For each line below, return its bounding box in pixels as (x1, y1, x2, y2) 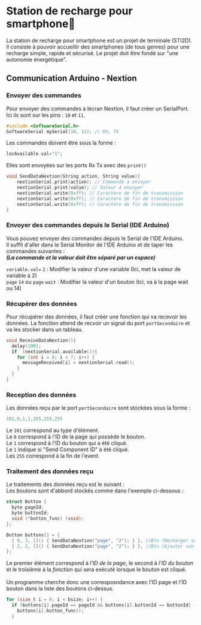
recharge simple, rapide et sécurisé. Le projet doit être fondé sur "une (6, 49, 178, 56)
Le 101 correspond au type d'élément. (6, 427, 100, 434)
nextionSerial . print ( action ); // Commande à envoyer (17, 179, 151, 185)
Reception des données (6, 390, 77, 399)
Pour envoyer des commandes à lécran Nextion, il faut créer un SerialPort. (6, 105, 190, 112)
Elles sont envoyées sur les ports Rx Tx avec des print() (6, 162, 147, 169)
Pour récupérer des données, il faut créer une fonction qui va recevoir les (6, 313, 187, 320)
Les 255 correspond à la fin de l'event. (6, 452, 100, 459)
